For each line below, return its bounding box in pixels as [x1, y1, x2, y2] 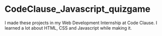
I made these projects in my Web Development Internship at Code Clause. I [4, 20, 158, 26]
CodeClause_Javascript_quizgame [4, 3, 151, 15]
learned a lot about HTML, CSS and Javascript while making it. [4, 25, 132, 31]
